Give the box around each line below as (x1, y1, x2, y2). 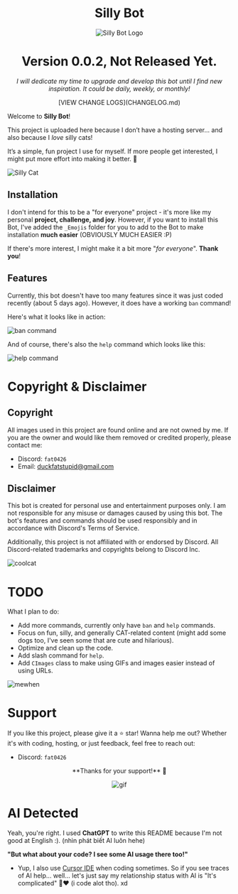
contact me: (7, 440, 43, 449)
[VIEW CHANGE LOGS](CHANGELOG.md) (58, 98, 181, 107)
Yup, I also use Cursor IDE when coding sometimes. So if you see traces (17, 864, 229, 873)
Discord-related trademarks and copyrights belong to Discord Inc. (7, 545, 200, 554)
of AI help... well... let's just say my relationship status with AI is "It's (17, 871, 217, 880)
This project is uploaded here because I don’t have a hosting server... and (7, 126, 222, 134)
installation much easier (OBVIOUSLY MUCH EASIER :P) (7, 230, 173, 239)
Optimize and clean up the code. (17, 644, 114, 653)
